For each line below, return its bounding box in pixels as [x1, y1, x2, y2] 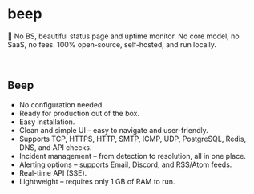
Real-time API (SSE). [18, 168, 87, 177]
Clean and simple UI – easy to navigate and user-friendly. [18, 125, 209, 135]
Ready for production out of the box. [18, 108, 139, 118]
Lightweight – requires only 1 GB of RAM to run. [18, 176, 175, 186]
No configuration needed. [18, 99, 105, 109]
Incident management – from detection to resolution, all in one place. [18, 151, 246, 160]
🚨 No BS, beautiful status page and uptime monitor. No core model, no [7, 31, 240, 41]
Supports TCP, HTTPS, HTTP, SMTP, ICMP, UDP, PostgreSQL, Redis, [18, 134, 246, 143]
